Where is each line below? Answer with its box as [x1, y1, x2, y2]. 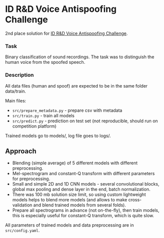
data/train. [5, 88, 26, 94]
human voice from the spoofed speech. [5, 59, 85, 65]
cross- [128, 197, 142, 203]
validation [12, 202, 33, 208]
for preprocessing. [12, 176, 50, 182]
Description [5, 72, 34, 79]
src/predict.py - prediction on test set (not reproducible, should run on [12, 118, 158, 124]
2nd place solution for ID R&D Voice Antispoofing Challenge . [5, 30, 128, 36]
